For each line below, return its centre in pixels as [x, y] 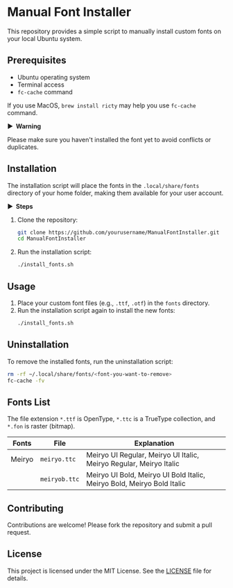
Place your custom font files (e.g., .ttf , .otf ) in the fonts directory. [113, 303]
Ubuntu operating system [53, 77]
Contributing [35, 508]
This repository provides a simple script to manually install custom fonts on [114, 31]
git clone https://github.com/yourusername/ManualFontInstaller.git [118, 232]
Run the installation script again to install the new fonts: [96, 310]
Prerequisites [37, 61]
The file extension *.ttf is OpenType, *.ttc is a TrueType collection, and [111, 419]
